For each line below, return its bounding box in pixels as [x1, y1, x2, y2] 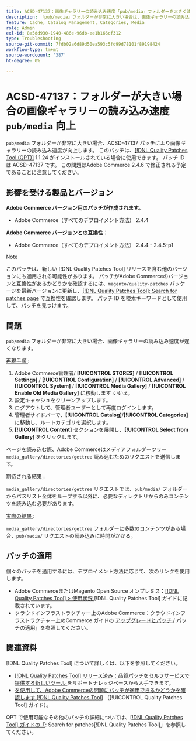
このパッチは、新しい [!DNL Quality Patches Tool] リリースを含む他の [6, 265, 173, 272]
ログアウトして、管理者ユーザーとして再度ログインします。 [14, 404, 157, 411]
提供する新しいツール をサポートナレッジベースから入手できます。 [14, 679, 174, 686]
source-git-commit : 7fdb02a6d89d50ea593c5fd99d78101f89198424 [6, 42, 160, 47]
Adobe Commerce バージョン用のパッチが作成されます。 [6, 204, 144, 211]
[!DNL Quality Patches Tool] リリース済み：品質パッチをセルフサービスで [14, 672, 190, 679]
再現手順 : [6, 357, 30, 364]
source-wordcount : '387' [6, 52, 66, 58]
